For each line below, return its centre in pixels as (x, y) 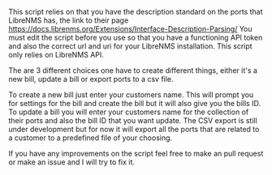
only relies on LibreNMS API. (56, 55)
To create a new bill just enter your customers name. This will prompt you (131, 95)
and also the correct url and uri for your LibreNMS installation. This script (131, 46)
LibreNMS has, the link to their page (69, 20)
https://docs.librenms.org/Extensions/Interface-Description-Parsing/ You (131, 29)
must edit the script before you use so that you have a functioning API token (136, 37)
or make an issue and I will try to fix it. (72, 162)
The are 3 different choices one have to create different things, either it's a (133, 70)
